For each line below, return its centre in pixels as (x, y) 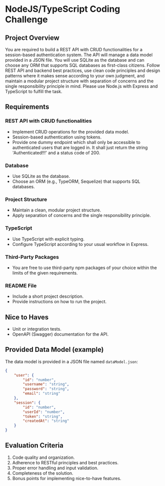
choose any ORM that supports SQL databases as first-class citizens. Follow (82, 65)
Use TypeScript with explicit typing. (48, 239)
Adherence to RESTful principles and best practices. (65, 462)
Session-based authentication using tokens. (57, 137)
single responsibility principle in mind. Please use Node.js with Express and (82, 86)
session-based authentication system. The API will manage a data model (79, 55)
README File (21, 285)
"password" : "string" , (46, 389)
